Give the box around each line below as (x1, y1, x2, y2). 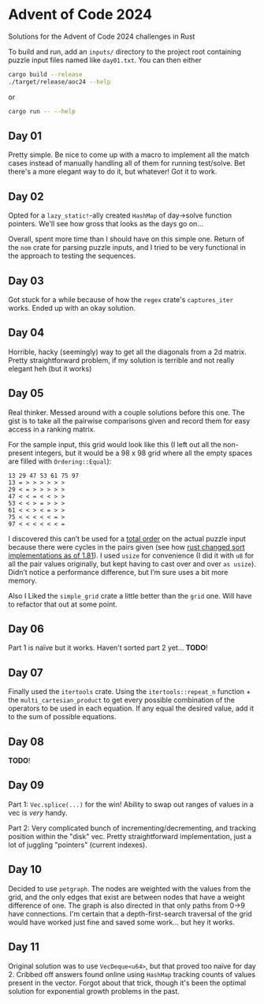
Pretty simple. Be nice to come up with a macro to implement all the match (8, 150, 250, 159)
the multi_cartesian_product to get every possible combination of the (8, 696, 235, 705)
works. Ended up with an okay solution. (8, 304, 136, 312)
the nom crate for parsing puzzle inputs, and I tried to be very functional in (8, 243, 247, 252)
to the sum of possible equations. (8, 712, 117, 722)
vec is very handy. (8, 808, 68, 817)
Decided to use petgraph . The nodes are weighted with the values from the (8, 883, 251, 893)
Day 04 (8, 326, 45, 340)
